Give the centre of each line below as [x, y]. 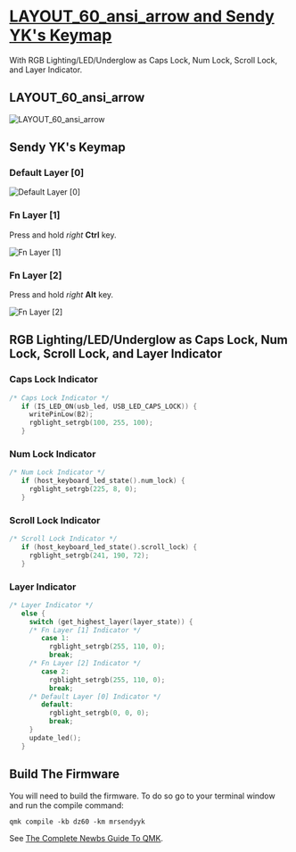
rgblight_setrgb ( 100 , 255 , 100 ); [91, 423]
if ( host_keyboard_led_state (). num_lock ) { [103, 481]
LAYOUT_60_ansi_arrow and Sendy [142, 17]
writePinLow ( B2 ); [61, 414]
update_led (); [55, 738]
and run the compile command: [67, 805]
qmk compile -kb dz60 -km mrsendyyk [77, 822]
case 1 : [55, 639]
